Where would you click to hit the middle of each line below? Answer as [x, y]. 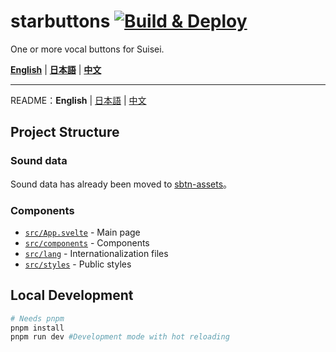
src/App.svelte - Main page [82, 232]
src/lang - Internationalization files [96, 253]
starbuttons [60, 21]
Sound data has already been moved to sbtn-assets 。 [121, 184]
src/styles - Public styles [78, 264]
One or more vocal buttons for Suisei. [87, 49]
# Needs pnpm [37, 318]
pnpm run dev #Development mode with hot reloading [120, 337]
